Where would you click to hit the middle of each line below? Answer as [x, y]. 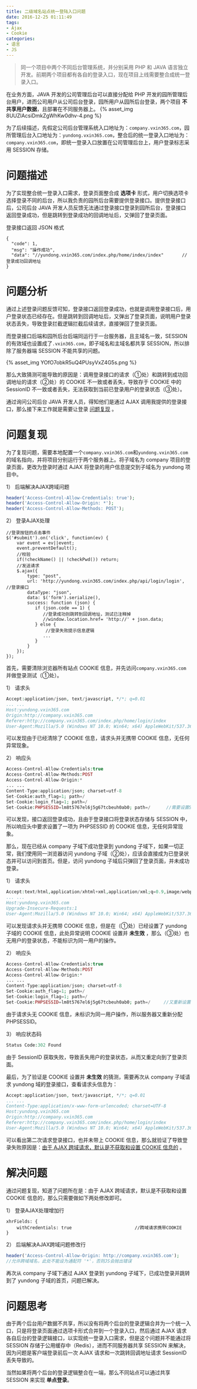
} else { [46, 625]
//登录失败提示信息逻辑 [70, 631]
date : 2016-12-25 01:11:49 [39, 17]
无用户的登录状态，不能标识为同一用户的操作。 [62, 940]
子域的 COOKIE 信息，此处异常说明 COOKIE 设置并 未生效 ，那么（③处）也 [98, 933]
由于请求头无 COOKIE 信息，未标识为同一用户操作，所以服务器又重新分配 [94, 1014]
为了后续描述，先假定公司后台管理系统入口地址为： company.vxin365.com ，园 [98, 127]
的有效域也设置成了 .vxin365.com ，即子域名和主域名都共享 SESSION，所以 [95, 343]
